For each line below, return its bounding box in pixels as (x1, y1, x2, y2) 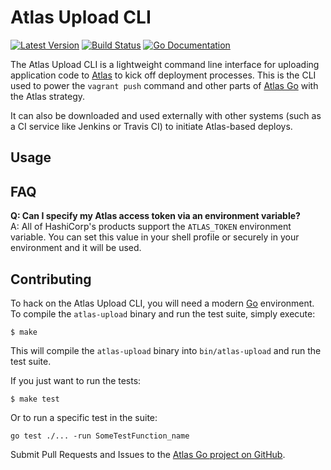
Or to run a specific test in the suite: (10, 411, 158, 423)
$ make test (10, 394, 60, 404)
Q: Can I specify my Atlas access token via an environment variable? (10, 210, 301, 222)
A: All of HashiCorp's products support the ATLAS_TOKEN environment (10, 221, 292, 233)
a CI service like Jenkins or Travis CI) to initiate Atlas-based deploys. (10, 120, 293, 132)
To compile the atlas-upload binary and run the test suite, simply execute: (10, 307, 316, 320)
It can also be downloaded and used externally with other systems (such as (10, 109, 322, 121)
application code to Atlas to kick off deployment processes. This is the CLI (10, 69, 317, 81)
